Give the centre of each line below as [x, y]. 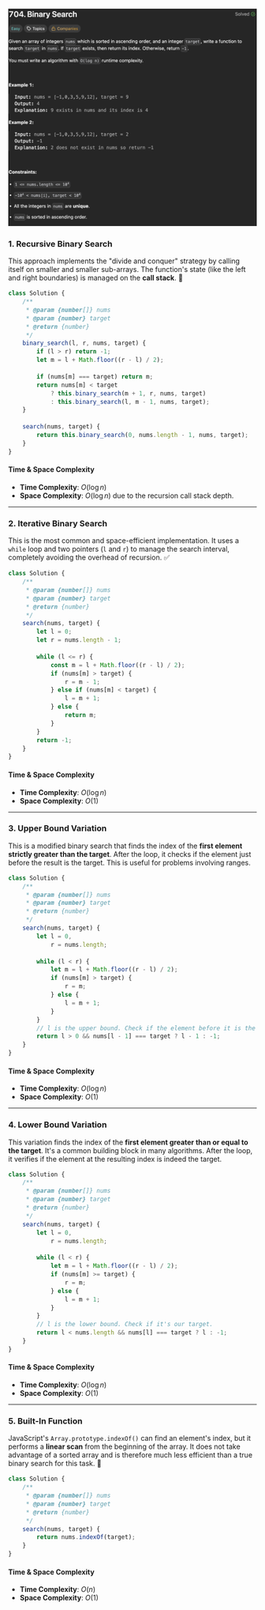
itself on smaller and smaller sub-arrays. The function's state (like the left [127, 270]
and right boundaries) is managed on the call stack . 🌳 [96, 278]
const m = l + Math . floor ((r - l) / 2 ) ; [118, 665]
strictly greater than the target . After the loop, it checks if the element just [130, 854]
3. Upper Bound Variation [58, 828]
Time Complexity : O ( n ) [58, 1589]
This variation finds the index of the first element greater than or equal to [128, 1142]
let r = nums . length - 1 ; [79, 640]
